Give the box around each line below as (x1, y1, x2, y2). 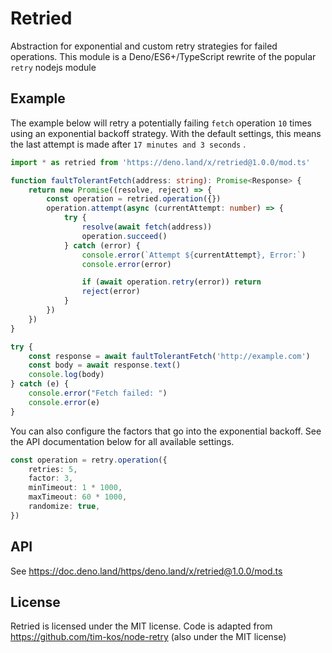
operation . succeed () (81, 231, 168, 241)
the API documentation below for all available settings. (10, 435, 235, 447)
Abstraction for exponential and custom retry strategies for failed (10, 40, 278, 52)
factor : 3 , (28, 473, 74, 484)
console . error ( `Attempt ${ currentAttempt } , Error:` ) (81, 250, 307, 260)
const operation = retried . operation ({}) (46, 194, 222, 204)
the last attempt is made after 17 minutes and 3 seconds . (10, 138, 247, 150)
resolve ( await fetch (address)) (81, 222, 213, 232)
